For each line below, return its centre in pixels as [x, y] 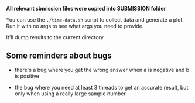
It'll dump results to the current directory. [56, 37]
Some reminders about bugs [59, 56]
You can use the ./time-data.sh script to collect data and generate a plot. [95, 20]
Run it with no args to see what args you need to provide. [75, 26]
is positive [27, 76]
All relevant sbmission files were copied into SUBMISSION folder [86, 8]
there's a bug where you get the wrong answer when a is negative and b [102, 70]
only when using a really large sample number [70, 94]
